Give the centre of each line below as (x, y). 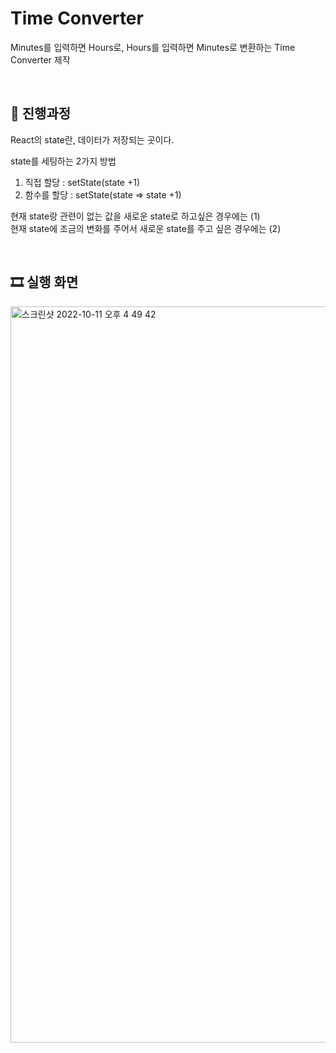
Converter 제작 (40, 59)
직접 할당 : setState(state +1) (82, 182)
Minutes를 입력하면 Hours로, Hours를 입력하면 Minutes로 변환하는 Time (153, 47)
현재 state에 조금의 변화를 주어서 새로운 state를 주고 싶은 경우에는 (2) (146, 228)
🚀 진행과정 (41, 113)
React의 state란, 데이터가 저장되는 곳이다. (92, 139)
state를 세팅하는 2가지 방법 (63, 161)
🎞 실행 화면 (44, 282)
